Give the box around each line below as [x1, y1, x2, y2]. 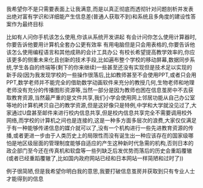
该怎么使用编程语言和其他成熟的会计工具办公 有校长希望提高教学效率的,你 [6, 49, 190, 56]
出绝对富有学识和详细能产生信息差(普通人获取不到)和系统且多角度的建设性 [6, 13, 191, 20]
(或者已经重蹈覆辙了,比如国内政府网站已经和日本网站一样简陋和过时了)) [6, 155, 184, 162]
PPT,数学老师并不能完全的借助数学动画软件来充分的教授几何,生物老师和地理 [6, 79, 195, 86]
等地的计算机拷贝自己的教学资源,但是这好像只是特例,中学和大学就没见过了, [6, 102, 192, 109]
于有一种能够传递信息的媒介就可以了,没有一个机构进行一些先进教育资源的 [6, 124, 189, 132]
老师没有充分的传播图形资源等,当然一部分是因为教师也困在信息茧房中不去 [6, 87, 189, 93]
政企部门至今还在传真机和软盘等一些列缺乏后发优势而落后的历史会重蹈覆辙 [6, 147, 192, 154]
